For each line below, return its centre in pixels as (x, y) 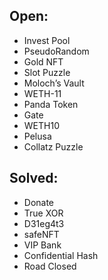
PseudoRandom (56, 51)
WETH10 (41, 125)
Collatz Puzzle (53, 146)
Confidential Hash (61, 255)
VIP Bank (42, 245)
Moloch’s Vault (54, 83)
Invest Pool (47, 40)
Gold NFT (43, 61)
